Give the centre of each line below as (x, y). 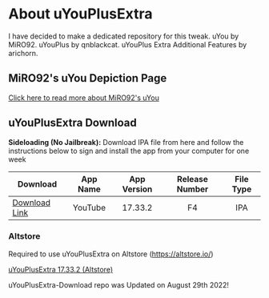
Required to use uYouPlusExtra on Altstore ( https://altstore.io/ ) (111, 254)
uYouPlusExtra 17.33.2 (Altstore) (61, 269)
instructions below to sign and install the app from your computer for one (129, 151)
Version (137, 189)
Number (193, 189)
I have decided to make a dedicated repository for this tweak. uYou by (124, 36)
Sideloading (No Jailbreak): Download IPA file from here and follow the (126, 142)
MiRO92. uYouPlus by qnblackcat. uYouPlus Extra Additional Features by (128, 44)
